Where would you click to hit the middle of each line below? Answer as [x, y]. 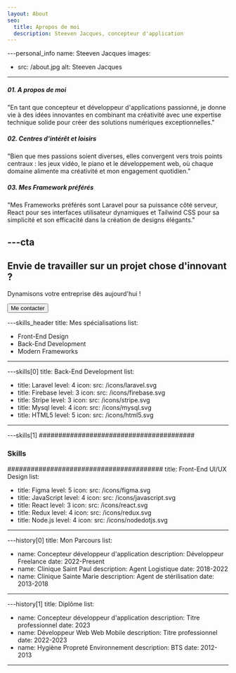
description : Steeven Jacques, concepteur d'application [99, 33]
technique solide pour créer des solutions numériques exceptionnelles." [111, 122]
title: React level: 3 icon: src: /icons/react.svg [83, 505]
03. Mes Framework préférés [51, 187]
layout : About [28, 14]
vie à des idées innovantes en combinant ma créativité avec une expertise [114, 115]
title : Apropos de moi [47, 27]
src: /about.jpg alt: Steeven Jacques [70, 67]
